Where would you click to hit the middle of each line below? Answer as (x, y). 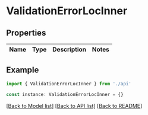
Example (23, 70)
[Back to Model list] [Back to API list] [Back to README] (74, 106)
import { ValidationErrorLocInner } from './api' (69, 84)
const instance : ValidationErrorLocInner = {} (65, 94)
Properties (26, 33)
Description (69, 49)
